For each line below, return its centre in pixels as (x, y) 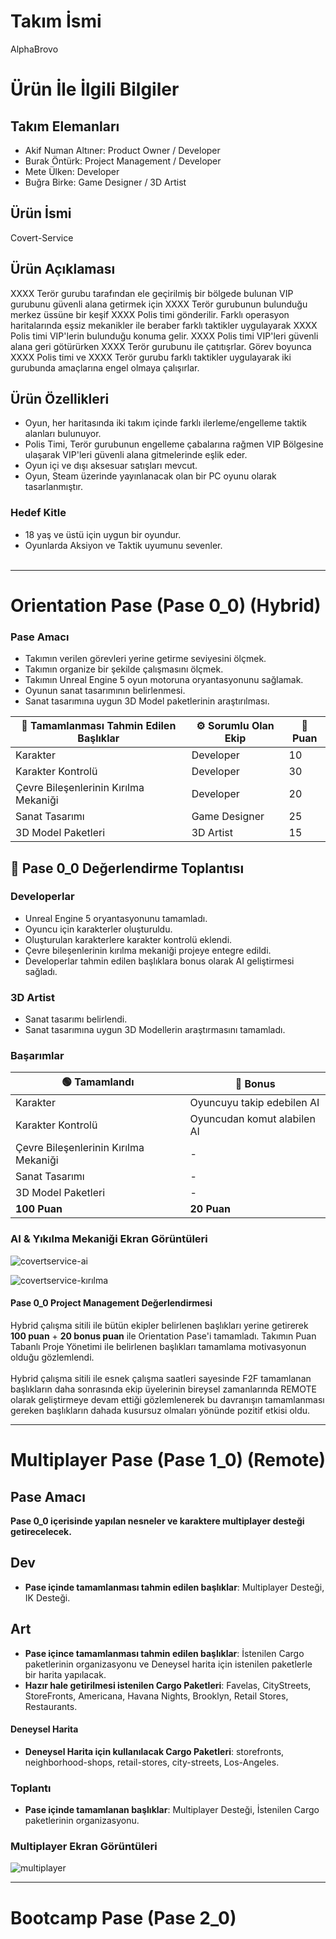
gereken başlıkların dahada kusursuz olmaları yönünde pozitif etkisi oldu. (160, 1410)
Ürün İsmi (41, 213)
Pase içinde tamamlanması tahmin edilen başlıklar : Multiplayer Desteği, (174, 1587)
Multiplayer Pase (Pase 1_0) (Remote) (168, 1460)
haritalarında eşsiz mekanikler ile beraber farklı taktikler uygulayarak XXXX (164, 325)
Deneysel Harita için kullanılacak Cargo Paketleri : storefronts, (154, 1751)
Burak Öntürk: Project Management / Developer (123, 161)
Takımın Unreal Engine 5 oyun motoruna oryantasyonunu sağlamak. (164, 680)
